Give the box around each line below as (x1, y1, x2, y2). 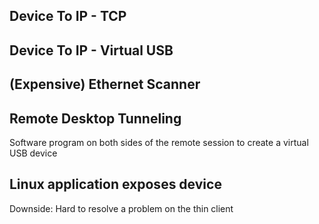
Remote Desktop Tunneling (9, 110, 182, 127)
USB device (9, 147, 58, 159)
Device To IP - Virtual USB (9, 42, 174, 59)
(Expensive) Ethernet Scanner (9, 76, 201, 93)
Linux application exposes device (9, 176, 222, 193)
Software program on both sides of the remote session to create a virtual (9, 136, 309, 148)
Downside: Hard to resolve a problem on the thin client (9, 202, 234, 214)
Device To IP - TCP (9, 8, 127, 25)
